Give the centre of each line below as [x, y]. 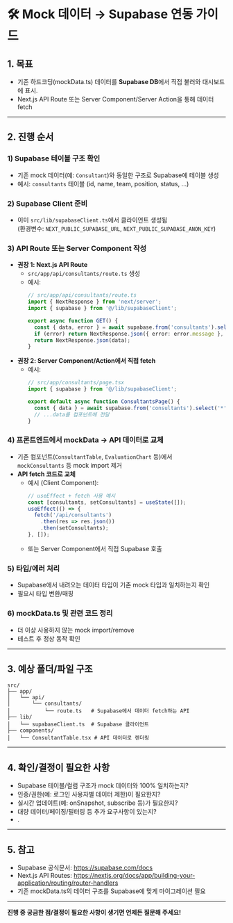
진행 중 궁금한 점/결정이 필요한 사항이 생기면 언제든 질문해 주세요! [94, 912]
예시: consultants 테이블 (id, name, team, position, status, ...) [103, 183]
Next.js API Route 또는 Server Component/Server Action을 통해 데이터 [115, 99]
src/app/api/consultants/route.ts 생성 [84, 273]
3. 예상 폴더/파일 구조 [50, 669]
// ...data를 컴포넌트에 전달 [71, 414]
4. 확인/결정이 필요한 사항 [59, 768]
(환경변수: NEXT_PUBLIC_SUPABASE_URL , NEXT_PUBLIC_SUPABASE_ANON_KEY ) [116, 228]
